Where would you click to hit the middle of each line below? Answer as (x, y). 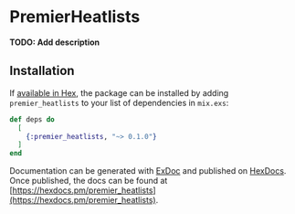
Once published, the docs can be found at (89, 181)
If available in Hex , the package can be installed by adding (119, 92)
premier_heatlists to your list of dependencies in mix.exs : (119, 102)
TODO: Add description (55, 42)
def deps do (32, 119)
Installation (42, 71)
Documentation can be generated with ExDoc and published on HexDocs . (148, 171)
